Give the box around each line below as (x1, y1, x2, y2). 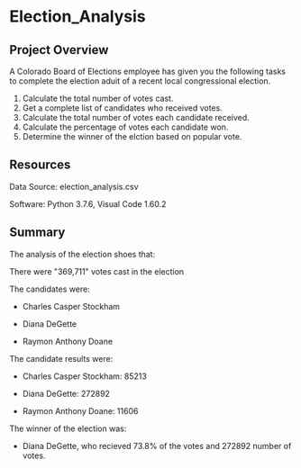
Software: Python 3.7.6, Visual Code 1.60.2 (9, 198, 167, 209)
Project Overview (9, 42, 109, 58)
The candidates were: (9, 283, 90, 294)
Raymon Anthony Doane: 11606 (22, 405, 139, 416)
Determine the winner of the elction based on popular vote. (22, 131, 242, 141)
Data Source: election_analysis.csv (9, 181, 139, 192)
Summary (9, 225, 66, 240)
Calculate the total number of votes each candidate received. (22, 112, 250, 122)
